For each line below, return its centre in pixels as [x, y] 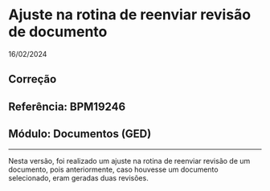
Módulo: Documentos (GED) [80, 134]
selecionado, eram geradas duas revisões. [78, 177]
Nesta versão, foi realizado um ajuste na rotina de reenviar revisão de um [129, 161]
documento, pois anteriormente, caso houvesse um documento [113, 169]
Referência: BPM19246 [67, 106]
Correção [33, 79]
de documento [58, 32]
